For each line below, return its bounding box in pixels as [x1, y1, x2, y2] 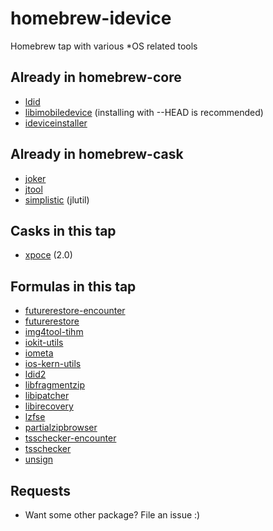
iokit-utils [24, 337, 64, 349]
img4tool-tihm [24, 326, 84, 338]
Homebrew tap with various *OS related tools [10, 40, 198, 52]
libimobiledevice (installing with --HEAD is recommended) [24, 106, 264, 118]
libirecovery [24, 400, 74, 412]
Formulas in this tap [10, 278, 137, 295]
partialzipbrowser [24, 422, 98, 434]
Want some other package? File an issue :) [24, 509, 201, 521]
